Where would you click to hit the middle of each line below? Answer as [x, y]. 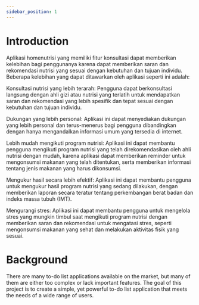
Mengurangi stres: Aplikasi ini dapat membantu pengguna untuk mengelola [98, 210]
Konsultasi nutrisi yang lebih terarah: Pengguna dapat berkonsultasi [89, 88]
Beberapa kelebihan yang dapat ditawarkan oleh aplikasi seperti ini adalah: [98, 77]
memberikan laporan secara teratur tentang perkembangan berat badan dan [100, 192]
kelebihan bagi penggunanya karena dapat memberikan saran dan [87, 64]
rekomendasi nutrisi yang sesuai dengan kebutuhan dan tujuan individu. [94, 70]
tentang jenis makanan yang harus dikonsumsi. [64, 168]
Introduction [38, 41]
